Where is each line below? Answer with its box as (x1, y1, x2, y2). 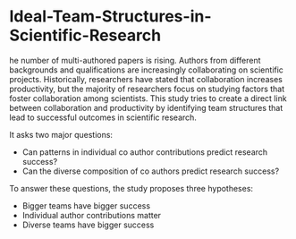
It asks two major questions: (9, 129, 114, 140)
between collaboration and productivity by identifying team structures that (9, 102, 283, 113)
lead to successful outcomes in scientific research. (9, 112, 197, 123)
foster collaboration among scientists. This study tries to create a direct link (9, 92, 288, 104)
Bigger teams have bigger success (21, 200, 150, 211)
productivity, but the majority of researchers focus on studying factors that (9, 83, 285, 94)
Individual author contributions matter (21, 209, 162, 220)
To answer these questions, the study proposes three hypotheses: (9, 183, 253, 193)
